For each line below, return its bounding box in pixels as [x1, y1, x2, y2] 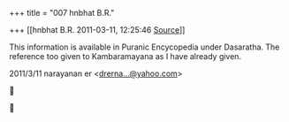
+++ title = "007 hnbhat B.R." [9, 8, 115, 18]
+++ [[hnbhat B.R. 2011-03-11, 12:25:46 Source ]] [9, 25, 186, 34]
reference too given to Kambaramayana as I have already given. [9, 51, 241, 61]
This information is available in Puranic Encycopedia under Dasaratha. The [9, 42, 280, 52]
